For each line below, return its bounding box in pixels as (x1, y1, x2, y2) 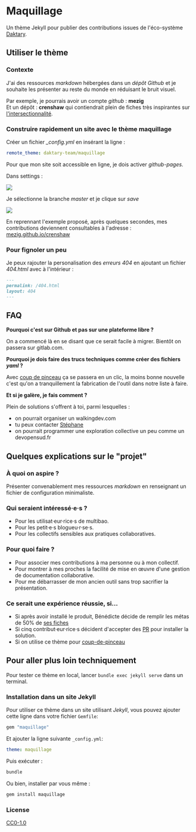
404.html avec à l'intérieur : (6, 266, 74, 273)
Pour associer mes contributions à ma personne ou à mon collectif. (14, 559, 180, 566)
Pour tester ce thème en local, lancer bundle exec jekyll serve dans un (6, 671, 183, 678)
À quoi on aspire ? (6, 469, 60, 477)
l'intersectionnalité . (6, 109, 53, 117)
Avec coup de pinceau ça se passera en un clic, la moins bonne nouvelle (6, 374, 185, 381)
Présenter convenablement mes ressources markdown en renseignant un (6, 483, 186, 490)
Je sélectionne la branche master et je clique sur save (6, 195, 139, 202)
